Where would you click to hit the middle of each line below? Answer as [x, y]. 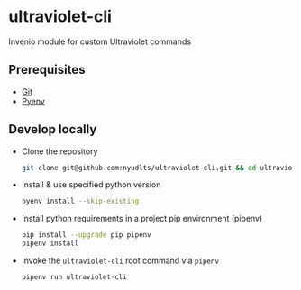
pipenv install [50, 244]
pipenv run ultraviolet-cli [74, 277]
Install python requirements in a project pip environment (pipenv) [142, 219]
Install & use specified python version [91, 185]
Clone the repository [59, 151]
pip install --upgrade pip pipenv [86, 235]
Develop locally [53, 129]
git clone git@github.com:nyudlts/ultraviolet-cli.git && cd [139, 168]
